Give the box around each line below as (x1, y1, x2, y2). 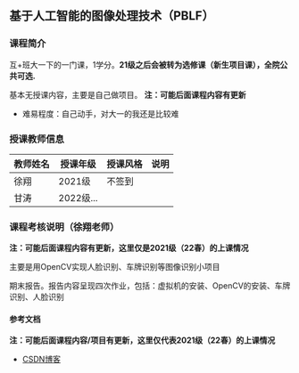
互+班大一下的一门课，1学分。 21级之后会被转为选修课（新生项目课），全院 (9, 59, 280, 69)
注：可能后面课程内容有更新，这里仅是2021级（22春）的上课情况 (9, 243, 249, 254)
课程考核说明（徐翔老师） (9, 221, 120, 233)
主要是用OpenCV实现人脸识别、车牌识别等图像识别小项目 (9, 262, 220, 272)
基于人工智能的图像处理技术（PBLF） (9, 8, 214, 24)
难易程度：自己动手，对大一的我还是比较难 (21, 108, 179, 118)
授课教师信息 (9, 133, 65, 145)
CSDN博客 (21, 354, 61, 365)
